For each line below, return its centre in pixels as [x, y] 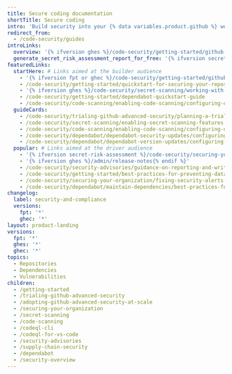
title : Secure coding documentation [60, 13]
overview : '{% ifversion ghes [57, 52]
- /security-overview [45, 360]
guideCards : [31, 110]
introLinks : [24, 46]
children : [21, 283]
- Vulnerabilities [40, 277]
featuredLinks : [29, 65]
